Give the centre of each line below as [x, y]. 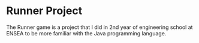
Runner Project [44, 11]
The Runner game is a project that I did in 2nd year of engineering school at [99, 27]
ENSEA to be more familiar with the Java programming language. [86, 33]
